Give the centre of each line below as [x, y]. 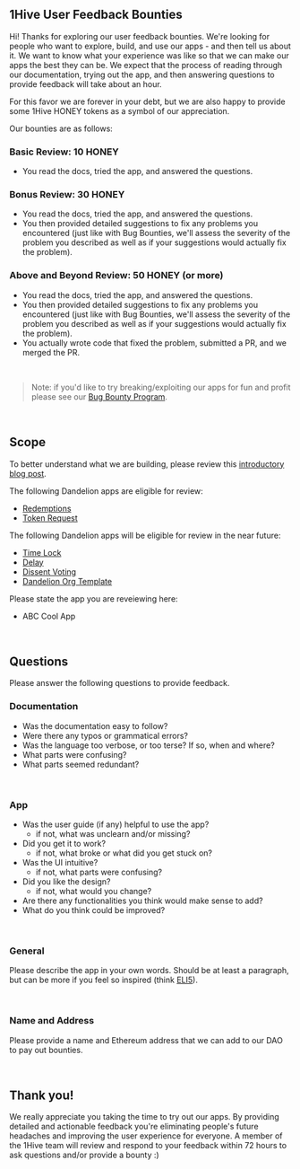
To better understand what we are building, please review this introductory [147, 464]
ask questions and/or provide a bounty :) [84, 1155]
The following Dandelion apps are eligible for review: [106, 491]
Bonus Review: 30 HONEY [67, 195]
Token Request [50, 518]
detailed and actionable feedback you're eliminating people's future [134, 1127]
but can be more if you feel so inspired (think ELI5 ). [104, 980]
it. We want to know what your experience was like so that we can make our [149, 55]
